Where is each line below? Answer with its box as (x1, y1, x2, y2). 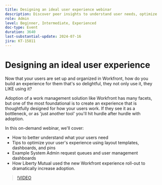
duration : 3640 (5, 30, 36, 34)
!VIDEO (16, 175, 32, 181)
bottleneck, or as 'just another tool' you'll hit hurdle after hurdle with (5, 110, 141, 116)
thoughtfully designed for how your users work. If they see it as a (5, 105, 135, 111)
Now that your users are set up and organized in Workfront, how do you (5, 76, 149, 81)
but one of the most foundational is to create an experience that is (5, 100, 137, 106)
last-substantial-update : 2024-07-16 (5, 34, 81, 39)
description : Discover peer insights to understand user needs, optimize (5, 12, 158, 16)
